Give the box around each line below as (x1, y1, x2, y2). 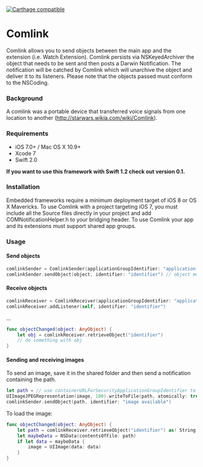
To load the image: (6, 410, 53, 417)
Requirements (6, 129, 49, 138)
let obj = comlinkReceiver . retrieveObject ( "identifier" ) (17, 331, 164, 338)
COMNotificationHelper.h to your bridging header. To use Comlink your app (6, 215, 194, 223)
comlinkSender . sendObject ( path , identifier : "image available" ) (6, 399, 172, 405)
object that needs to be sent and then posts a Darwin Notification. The (6, 59, 181, 67)
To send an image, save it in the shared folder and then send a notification (6, 370, 191, 377)
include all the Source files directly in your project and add (6, 209, 152, 217)
